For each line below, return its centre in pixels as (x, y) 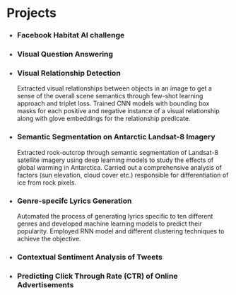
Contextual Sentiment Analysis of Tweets (90, 257)
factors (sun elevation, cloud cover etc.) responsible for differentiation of (123, 175)
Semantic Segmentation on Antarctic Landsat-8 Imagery (116, 137)
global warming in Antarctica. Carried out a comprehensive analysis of (119, 167)
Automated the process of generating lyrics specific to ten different (115, 216)
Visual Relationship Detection (69, 73)
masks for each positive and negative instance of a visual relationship (118, 111)
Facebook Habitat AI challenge (71, 35)
